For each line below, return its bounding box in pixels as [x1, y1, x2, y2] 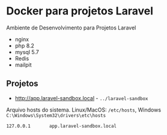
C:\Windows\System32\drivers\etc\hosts [6, 112, 106, 118]
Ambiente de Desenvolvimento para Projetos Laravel [6, 24, 136, 31]
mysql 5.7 [14, 48, 39, 55]
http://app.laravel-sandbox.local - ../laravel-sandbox [14, 94, 148, 101]
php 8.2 [14, 42, 35, 49]
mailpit [14, 61, 32, 68]
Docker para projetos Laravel [6, 4, 153, 18]
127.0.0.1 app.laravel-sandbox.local [6, 123, 117, 129]
